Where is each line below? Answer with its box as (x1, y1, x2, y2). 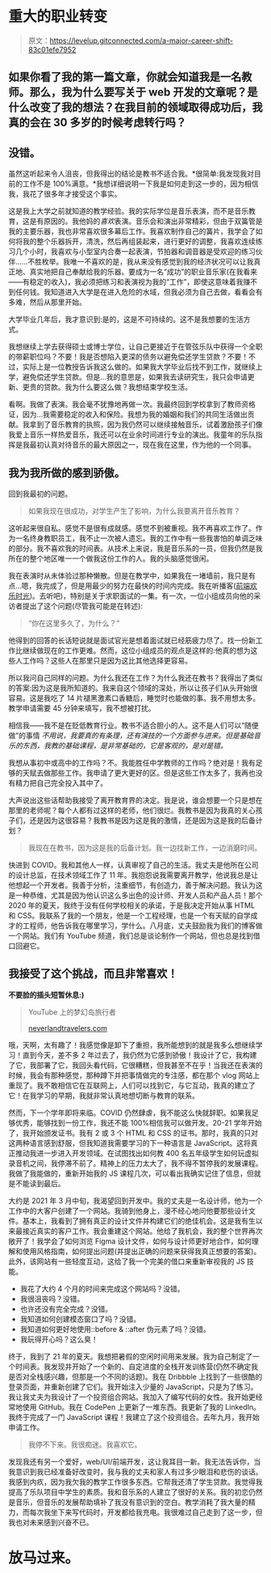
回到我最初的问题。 (8, 489, 73, 498)
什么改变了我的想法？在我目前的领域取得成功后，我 (8, 100, 263, 114)
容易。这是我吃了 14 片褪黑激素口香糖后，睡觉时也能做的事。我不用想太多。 (8, 693, 261, 702)
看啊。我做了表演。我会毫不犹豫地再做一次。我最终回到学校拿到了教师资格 (8, 400, 256, 409)
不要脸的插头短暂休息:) (8, 990, 85, 999)
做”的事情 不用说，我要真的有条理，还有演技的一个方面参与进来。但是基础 (8, 730, 254, 740)
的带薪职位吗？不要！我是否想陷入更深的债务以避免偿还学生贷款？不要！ (8, 352, 248, 362)
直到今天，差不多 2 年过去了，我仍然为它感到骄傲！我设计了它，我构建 (22, 1049, 257, 1060)
